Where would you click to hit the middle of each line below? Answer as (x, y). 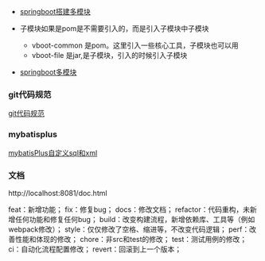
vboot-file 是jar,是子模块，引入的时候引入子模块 (109, 55)
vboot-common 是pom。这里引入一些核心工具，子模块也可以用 (135, 45)
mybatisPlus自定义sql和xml (53, 152)
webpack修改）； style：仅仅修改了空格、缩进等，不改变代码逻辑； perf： (129, 229)
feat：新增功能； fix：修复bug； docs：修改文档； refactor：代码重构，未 (129, 209)
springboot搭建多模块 (55, 12)
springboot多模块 (48, 72)
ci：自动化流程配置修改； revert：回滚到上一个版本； (95, 249)
